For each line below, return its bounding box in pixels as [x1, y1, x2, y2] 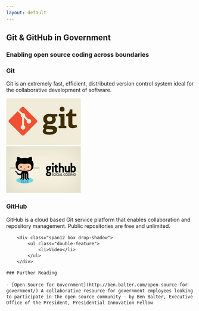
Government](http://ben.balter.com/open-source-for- [57, 282, 191, 288]
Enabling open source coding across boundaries [6, 50, 150, 59]
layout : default [6, 10, 46, 16]
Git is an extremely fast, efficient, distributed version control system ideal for [6, 80, 194, 87]
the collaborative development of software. [6, 87, 112, 94]
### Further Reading [6, 270, 58, 276]
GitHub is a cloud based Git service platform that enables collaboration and [6, 216, 191, 223]
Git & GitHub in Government [6, 33, 111, 43]
